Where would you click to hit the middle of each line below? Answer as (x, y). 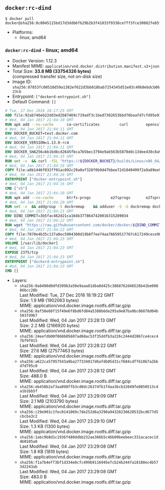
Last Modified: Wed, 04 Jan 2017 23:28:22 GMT (68, 345)
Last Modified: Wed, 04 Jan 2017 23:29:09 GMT (68, 396)
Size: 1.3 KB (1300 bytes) (45, 426)
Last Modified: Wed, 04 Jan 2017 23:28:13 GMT (68, 320)
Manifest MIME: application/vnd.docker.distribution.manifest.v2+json (86, 66)
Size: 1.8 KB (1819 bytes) (44, 451)
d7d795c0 (28, 366)
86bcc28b (28, 290)
